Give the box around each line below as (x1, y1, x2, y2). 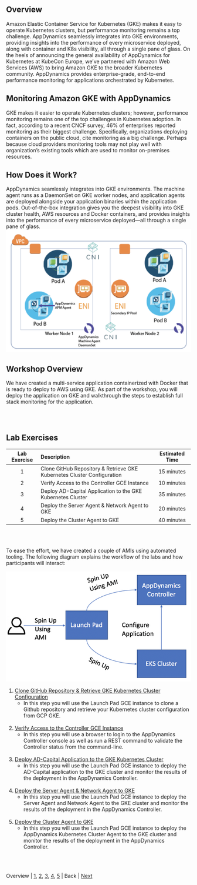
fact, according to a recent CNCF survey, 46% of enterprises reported (6, 122, 176, 129)
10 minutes (158, 479, 186, 486)
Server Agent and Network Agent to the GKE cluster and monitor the (23, 799, 189, 806)
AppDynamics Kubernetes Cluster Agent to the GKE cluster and (23, 830, 177, 837)
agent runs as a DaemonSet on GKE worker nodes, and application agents (6, 192, 185, 199)
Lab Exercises (6, 433, 59, 443)
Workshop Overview (6, 364, 83, 374)
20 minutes (158, 505, 186, 512)
